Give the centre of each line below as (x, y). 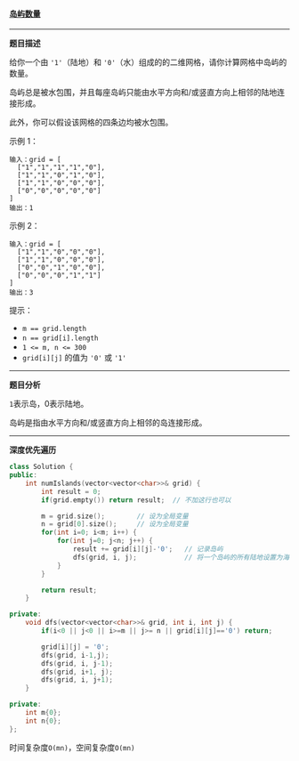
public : (24, 475)
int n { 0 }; (44, 721)
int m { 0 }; (44, 713)
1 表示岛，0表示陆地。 (49, 404)
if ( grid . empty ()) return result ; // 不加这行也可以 (136, 500)
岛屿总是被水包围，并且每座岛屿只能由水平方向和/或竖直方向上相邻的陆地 (143, 93)
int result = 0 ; (71, 491)
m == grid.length (54, 329)
